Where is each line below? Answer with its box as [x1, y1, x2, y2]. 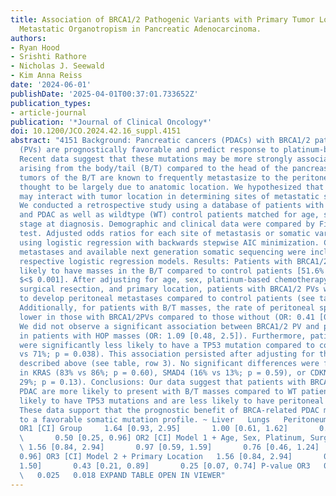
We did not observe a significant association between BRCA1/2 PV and [19, 321, 320, 331]
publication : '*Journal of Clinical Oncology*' [10, 117, 213, 127]
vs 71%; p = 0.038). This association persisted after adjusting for [19, 349, 315, 360]
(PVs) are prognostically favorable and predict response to [19, 145, 280, 155]
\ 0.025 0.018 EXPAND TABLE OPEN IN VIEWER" [19, 470, 226, 480]
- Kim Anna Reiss [10, 71, 83, 81]
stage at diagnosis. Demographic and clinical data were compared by [19, 219, 315, 230]
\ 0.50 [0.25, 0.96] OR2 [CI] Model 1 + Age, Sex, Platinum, [19, 433, 307, 443]
